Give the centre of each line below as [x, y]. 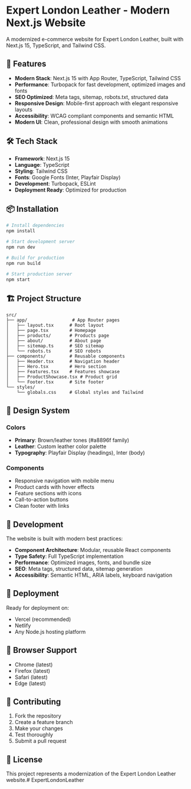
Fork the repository [38, 716]
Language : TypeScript [42, 165]
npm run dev [21, 247]
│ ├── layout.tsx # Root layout [55, 326]
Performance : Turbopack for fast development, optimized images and [100, 84]
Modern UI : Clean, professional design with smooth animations [91, 122]
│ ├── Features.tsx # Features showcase [63, 372]
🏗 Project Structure [44, 298]
